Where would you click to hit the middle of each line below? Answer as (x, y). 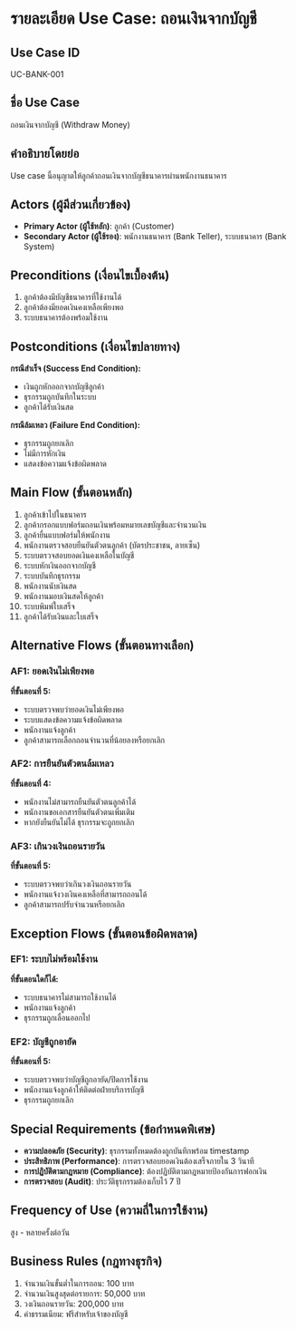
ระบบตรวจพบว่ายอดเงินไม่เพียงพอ (74, 709)
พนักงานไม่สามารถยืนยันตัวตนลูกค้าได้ (80, 801)
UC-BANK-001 (37, 74)
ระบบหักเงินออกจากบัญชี (59, 565)
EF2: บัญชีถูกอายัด (43, 1042)
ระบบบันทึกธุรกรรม (52, 576)
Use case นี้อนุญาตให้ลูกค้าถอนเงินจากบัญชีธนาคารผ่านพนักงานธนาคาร (119, 175)
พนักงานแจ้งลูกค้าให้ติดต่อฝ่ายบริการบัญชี (84, 1090)
